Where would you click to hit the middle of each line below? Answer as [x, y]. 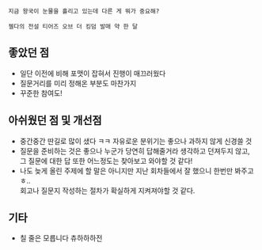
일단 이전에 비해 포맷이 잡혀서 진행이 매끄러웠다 [93, 73]
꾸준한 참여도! [41, 93]
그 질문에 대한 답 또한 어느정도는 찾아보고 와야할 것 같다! [106, 161]
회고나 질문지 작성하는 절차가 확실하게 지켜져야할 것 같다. [107, 190]
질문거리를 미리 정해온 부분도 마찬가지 [78, 83]
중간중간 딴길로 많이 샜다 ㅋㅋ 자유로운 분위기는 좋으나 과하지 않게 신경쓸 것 [136, 141]
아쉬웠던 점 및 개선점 [55, 121]
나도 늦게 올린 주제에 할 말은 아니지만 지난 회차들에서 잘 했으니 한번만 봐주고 [137, 170]
